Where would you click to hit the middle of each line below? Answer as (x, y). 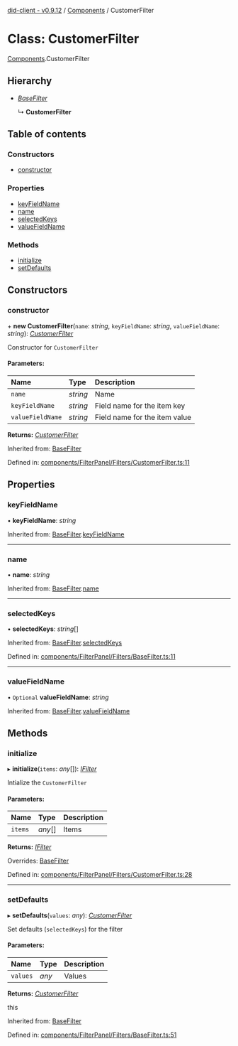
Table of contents (47, 134)
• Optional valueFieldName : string (58, 697)
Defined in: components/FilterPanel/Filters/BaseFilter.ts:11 (91, 657)
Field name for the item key (140, 406)
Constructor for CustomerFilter (53, 347)
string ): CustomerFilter (40, 333)
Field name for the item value (143, 417)
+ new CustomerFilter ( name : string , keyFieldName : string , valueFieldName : (114, 325)
